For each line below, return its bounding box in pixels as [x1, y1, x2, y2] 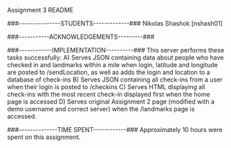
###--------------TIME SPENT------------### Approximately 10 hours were [7, 126, 223, 133]
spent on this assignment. [7, 133, 81, 141]
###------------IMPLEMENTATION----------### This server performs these [7, 46, 225, 54]
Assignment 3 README [7, 6, 74, 14]
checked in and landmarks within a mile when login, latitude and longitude [7, 61, 218, 68]
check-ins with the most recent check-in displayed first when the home [7, 90, 210, 98]
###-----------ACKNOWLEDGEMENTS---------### [7, 33, 155, 41]
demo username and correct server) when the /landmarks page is [7, 105, 195, 113]
